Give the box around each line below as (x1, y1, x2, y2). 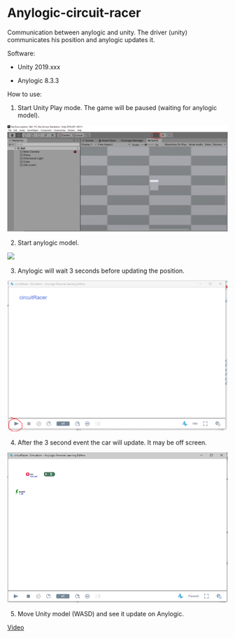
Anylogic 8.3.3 (17, 76, 59, 85)
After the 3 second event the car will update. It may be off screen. (17, 438, 208, 447)
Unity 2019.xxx (17, 62, 61, 71)
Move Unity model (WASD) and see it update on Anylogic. (17, 609, 184, 618)
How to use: (7, 90, 42, 98)
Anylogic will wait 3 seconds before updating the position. (17, 266, 185, 275)
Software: (7, 49, 36, 57)
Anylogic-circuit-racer (7, 5, 141, 21)
